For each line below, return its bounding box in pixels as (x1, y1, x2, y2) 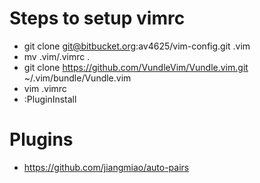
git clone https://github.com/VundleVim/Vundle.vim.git (23, 61, 249, 73)
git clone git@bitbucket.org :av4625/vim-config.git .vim (23, 40, 251, 52)
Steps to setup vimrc (9, 7, 186, 30)
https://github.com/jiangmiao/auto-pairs (23, 161, 190, 173)
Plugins (9, 128, 74, 151)
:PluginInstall (23, 93, 77, 105)
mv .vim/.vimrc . (23, 50, 91, 62)
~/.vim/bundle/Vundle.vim (23, 72, 132, 84)
